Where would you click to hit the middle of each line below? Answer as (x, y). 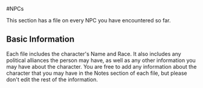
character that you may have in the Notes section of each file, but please (97, 73)
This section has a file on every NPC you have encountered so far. (89, 20)
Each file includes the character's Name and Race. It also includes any (94, 54)
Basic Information (40, 39)
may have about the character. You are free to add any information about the (101, 66)
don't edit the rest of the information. (52, 79)
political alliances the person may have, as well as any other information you (101, 60)
